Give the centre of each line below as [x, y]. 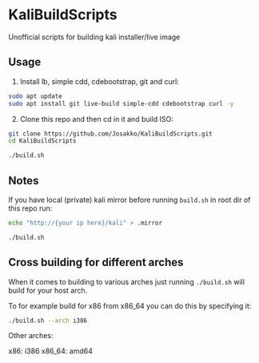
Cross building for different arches [96, 262]
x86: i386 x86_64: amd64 [51, 351]
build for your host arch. [48, 290]
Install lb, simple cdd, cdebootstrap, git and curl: [100, 81]
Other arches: [31, 336]
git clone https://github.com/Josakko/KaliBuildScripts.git [111, 134]
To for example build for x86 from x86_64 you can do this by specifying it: [130, 305]
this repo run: [30, 208]
